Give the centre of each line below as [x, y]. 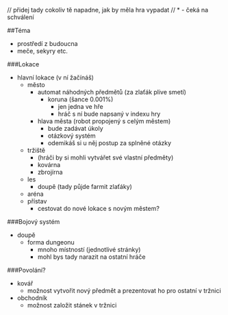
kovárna [49, 165]
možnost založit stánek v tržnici [72, 305]
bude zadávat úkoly [76, 128]
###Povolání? [26, 270]
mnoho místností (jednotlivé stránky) [89, 250]
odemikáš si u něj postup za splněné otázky [110, 143]
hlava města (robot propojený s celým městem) [104, 121]
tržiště [36, 150]
